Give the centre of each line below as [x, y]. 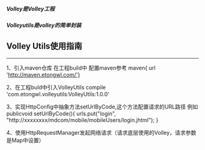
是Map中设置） [25, 140]
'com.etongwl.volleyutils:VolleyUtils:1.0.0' [58, 94]
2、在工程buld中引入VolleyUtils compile [56, 87]
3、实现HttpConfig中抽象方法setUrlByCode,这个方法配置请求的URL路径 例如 [102, 107]
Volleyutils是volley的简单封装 [44, 25]
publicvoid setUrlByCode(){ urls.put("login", [61, 113]
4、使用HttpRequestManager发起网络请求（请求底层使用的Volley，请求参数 [101, 132]
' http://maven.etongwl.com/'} [43, 74]
